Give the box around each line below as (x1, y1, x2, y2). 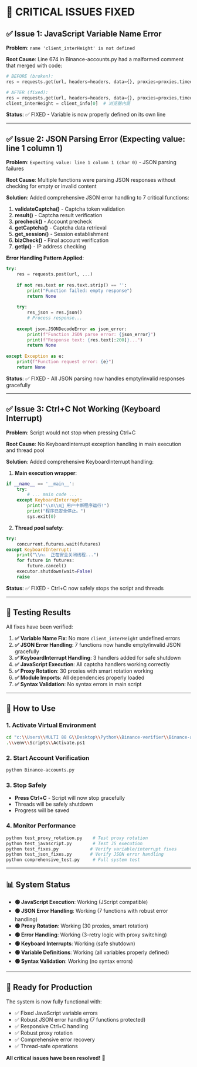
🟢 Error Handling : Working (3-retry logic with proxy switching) (14, 931, 167, 938)
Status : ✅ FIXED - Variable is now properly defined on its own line (6, 111, 166, 118)
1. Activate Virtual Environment (6, 721, 97, 729)
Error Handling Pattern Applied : (6, 254, 84, 261)
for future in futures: (16, 557, 75, 564)
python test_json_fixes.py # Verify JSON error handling (6, 852, 164, 857)
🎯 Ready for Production (6, 982, 93, 992)
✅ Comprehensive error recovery (14, 1036, 96, 1043)
